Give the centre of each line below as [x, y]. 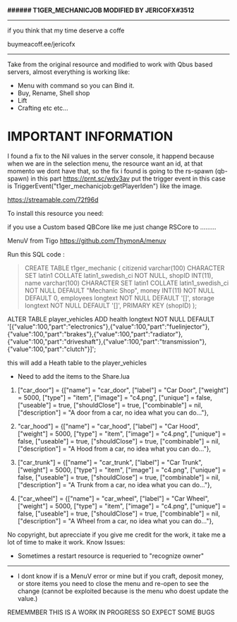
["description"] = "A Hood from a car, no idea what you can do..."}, [114, 449]
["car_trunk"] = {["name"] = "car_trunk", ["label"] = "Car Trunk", [110, 462]
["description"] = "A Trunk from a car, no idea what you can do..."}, [115, 484]
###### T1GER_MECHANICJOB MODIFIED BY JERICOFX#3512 [101, 10]
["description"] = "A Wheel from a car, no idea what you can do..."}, [115, 520]
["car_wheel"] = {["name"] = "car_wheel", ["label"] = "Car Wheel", [113, 498]
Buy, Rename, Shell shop [54, 93]
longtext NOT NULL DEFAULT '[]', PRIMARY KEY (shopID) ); [111, 305]
